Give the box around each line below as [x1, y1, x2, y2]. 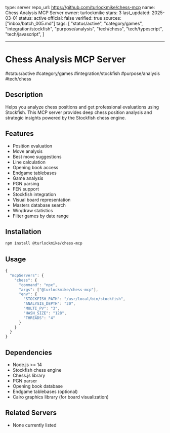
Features [5, 129, 34, 138]
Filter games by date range [12, 213, 69, 219]
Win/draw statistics [12, 207, 53, 213]
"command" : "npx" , [18, 282, 58, 288]
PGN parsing [12, 180, 39, 186]
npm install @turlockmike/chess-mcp [5, 241, 82, 246]
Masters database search [12, 202, 66, 208]
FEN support [12, 186, 39, 192]
